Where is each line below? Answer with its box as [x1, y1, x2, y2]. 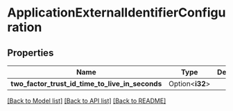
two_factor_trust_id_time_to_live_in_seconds [10, 79, 162, 88]
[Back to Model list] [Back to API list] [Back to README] [7, 97, 166, 105]
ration [7, 19, 42, 35]
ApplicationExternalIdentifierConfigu [7, 5, 226, 21]
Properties [7, 47, 54, 59]
